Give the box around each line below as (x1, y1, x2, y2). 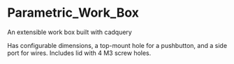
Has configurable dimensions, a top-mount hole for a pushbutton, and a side (7, 41, 228, 49)
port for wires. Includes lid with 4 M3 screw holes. (7, 49, 152, 57)
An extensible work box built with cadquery (7, 28, 133, 36)
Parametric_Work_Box (7, 5, 140, 21)
